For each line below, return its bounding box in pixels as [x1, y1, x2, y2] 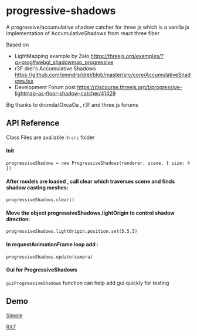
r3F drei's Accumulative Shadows [14, 65, 96, 72]
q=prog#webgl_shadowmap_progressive [14, 59, 114, 66]
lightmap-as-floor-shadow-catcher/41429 [14, 90, 116, 97]
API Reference [6, 118, 60, 128]
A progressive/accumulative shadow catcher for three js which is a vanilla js [6, 23, 189, 30]
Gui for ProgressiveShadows [6, 266, 77, 273]
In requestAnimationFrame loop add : [6, 240, 98, 247]
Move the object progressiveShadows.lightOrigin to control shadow [6, 209, 175, 216]
